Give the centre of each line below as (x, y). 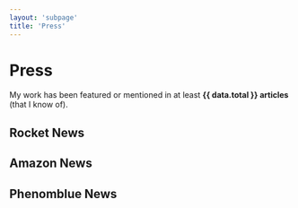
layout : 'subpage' (44, 17)
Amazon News (51, 164)
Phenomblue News (63, 194)
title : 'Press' (38, 26)
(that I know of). (39, 105)
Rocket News (47, 132)
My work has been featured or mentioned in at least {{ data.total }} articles (149, 95)
